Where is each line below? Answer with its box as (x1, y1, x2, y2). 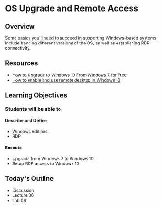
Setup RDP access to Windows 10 (12, 161, 80, 166)
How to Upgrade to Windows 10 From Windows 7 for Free (12, 72, 127, 78)
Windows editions (12, 129, 48, 134)
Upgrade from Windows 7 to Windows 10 (12, 155, 94, 161)
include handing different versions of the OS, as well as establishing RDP (5, 40, 150, 46)
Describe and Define (5, 118, 47, 123)
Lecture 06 (12, 192, 34, 198)
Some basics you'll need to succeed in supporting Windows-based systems (5, 35, 157, 41)
